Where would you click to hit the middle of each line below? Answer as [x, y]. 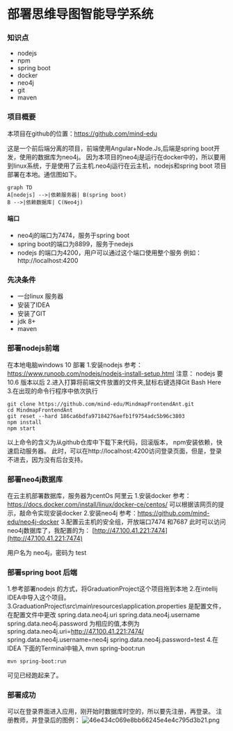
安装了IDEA [33, 305]
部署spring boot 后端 [42, 572]
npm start [22, 428]
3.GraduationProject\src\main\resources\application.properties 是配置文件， [116, 607]
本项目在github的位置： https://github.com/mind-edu [82, 134]
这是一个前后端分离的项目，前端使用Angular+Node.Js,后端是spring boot [111, 148]
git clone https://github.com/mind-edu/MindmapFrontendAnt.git [101, 404]
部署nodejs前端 [33, 348]
